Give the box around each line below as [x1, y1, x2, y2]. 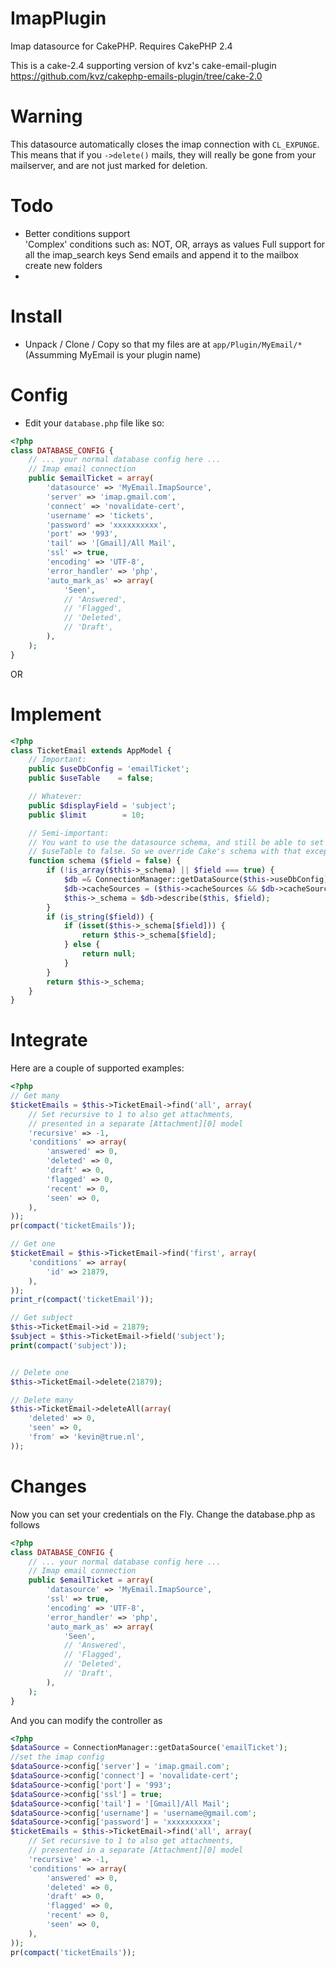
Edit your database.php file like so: [24, 417, 165, 429]
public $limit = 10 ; [28, 810, 145, 820]
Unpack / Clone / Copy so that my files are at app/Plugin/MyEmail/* [24, 338, 303, 350]
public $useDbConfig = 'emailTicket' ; [28, 764, 190, 774]
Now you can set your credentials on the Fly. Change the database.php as [10, 1508, 316, 1520]
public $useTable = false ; [28, 773, 155, 784]
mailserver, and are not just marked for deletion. [10, 159, 208, 171]
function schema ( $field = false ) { [28, 856, 182, 866]
